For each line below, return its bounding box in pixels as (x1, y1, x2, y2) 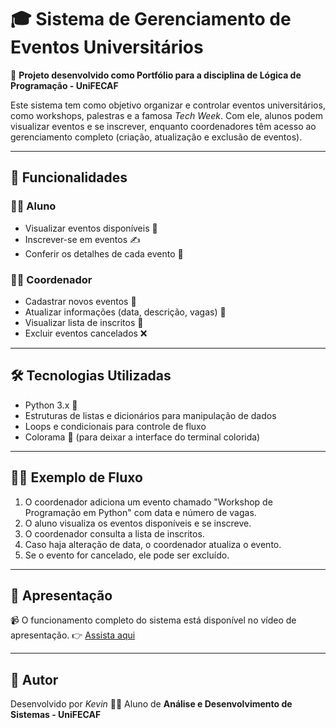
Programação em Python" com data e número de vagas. (24, 506, 257, 518)
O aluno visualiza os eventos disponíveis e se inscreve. (24, 517, 252, 529)
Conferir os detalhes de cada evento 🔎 (24, 247, 184, 260)
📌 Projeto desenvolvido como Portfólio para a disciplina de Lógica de (10, 69, 302, 81)
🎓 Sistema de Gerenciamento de (10, 8, 292, 31)
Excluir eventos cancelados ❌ (24, 327, 148, 339)
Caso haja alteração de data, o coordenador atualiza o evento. (24, 538, 282, 550)
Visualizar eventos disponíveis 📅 (24, 222, 158, 234)
